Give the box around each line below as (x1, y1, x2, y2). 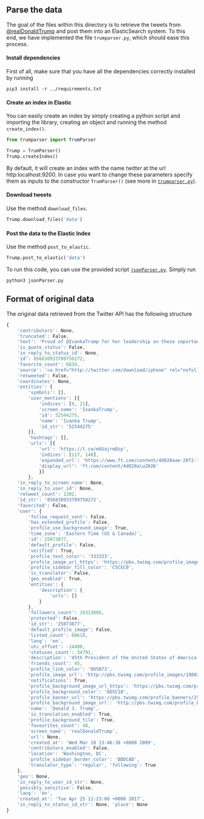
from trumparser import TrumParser (6, 137, 97, 143)
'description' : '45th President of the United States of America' (28, 655, 200, 661)
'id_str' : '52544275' (38, 423, 94, 430)
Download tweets (6, 191, 52, 199)
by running (6, 74, 33, 81)
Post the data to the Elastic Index (6, 229, 91, 237)
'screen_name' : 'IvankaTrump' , (38, 406, 118, 412)
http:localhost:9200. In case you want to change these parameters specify (6, 171, 193, 178)
